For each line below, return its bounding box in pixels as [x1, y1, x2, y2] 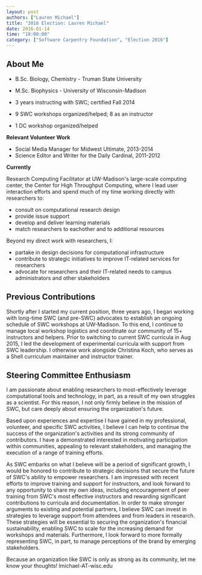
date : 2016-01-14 [6, 25, 50, 32]
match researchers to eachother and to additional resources [14, 225, 165, 232]
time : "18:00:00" [6, 31, 50, 37]
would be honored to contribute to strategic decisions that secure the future [6, 467, 195, 474]
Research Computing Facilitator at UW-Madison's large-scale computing [6, 175, 187, 182]
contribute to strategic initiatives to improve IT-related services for [14, 255, 180, 262]
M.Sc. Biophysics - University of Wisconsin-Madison [14, 87, 147, 94]
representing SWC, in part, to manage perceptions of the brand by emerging [6, 538, 196, 545]
